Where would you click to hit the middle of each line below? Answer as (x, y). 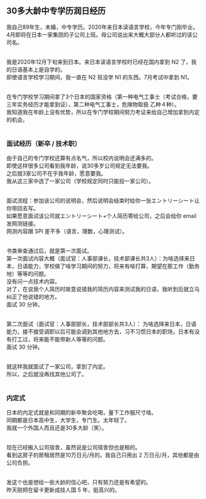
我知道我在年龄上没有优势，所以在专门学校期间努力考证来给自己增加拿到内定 (103, 112)
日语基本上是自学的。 (38, 69)
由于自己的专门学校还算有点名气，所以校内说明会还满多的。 (82, 158)
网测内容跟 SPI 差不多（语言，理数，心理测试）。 (67, 231)
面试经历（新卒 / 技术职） (44, 143)
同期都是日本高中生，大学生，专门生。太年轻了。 (68, 420)
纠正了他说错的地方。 (33, 297)
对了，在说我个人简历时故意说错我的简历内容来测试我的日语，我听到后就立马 (103, 289)
